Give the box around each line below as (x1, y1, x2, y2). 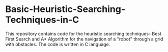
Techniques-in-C (5, 14, 79, 25)
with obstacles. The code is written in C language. (5, 41, 110, 47)
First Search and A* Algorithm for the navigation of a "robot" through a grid (5, 36, 163, 42)
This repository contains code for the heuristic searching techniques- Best (5, 30, 162, 36)
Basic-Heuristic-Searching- (5, 3, 126, 15)
